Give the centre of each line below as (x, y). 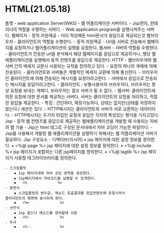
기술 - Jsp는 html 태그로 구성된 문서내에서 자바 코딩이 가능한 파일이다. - (84, 127)
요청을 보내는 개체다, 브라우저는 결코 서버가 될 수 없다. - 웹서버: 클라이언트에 (83, 90)
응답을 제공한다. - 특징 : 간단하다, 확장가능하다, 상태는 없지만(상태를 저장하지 (83, 103)
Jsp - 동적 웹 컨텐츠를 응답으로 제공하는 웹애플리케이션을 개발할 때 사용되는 (77, 121)
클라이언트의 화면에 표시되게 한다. (35, 198)
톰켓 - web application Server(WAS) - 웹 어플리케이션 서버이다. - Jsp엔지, (77, 23)
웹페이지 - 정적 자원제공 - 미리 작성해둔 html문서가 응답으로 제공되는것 (79, 35)
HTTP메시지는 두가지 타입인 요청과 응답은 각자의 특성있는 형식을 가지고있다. (87, 115)
